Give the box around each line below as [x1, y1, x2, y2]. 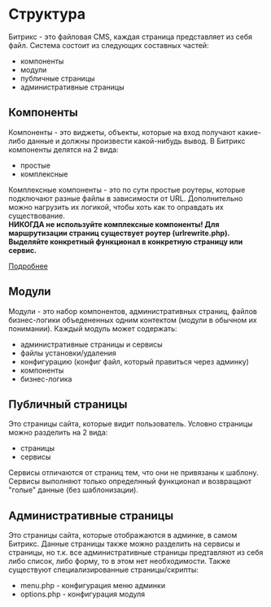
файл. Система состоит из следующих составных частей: [8, 40, 209, 50]
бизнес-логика [20, 373, 72, 383]
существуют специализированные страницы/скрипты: [8, 565, 199, 574]
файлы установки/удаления [20, 347, 116, 358]
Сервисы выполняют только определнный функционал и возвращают [8, 477, 252, 487]
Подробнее [8, 261, 49, 271]
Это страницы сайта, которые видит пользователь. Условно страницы [8, 419, 253, 429]
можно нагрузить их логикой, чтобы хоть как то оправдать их [8, 202, 224, 212]
